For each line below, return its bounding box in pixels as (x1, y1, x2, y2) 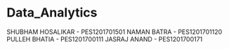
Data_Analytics (6, 5, 98, 21)
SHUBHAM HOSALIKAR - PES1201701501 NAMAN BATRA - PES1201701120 (6, 28, 223, 36)
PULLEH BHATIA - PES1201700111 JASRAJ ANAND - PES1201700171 (6, 35, 203, 43)
